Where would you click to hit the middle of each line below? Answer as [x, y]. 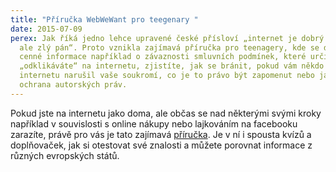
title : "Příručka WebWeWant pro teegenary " [104, 19]
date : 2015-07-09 [46, 29]
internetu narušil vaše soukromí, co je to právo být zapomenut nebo [167, 76]
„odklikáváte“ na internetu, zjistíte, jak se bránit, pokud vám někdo [172, 66]
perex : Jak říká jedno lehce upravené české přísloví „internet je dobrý [167, 38]
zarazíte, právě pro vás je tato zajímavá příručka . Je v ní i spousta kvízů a [161, 134]
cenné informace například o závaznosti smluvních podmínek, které [163, 57]
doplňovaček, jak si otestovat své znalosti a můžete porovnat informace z [161, 145]
